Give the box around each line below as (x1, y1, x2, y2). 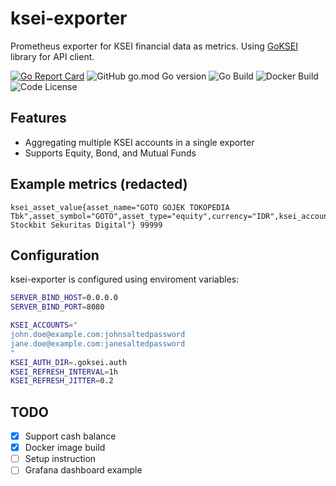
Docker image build (24, 442, 106, 454)
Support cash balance (24, 430, 117, 442)
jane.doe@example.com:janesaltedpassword (10, 338, 186, 349)
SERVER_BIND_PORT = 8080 (10, 302, 105, 312)
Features (10, 110, 67, 127)
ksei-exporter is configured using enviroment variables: (10, 273, 240, 286)
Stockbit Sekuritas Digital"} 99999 (10, 220, 163, 230)
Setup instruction (24, 453, 97, 465)
